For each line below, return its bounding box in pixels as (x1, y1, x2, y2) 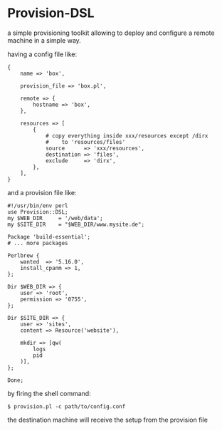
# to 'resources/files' (45, 138, 126, 145)
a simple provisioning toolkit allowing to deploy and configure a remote (7, 28, 215, 37)
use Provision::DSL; (7, 208, 69, 215)
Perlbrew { (7, 251, 40, 259)
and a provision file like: (7, 188, 77, 197)
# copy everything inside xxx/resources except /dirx (45, 132, 208, 140)
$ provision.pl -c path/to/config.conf (7, 403, 126, 410)
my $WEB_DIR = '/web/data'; (7, 214, 103, 222)
